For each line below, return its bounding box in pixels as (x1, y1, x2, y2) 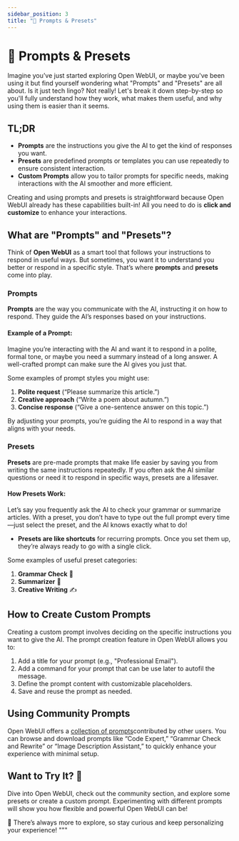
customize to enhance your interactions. (7, 208, 127, 217)
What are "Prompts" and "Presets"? (7, 229, 172, 241)
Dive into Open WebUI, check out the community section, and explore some (7, 789, 230, 797)
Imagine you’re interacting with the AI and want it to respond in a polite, (7, 344, 217, 353)
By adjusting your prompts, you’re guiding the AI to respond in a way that (7, 416, 223, 425)
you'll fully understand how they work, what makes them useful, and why (7, 94, 223, 103)
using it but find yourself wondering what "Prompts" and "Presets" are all (7, 79, 223, 88)
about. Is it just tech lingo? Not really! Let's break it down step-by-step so (7, 86, 223, 95)
